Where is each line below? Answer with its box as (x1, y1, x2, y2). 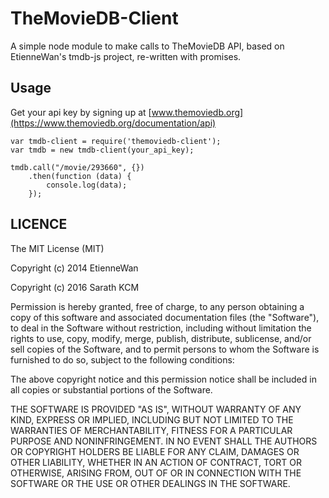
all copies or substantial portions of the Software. (10, 383, 213, 396)
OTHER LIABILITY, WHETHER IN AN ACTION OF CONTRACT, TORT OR (10, 456, 302, 468)
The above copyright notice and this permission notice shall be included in (10, 373, 317, 385)
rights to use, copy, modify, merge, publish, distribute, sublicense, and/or (10, 332, 312, 344)
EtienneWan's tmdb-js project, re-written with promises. (10, 50, 242, 62)
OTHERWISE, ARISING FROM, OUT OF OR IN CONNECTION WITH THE (10, 467, 302, 479)
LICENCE (10, 216, 68, 233)
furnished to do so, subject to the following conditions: (10, 353, 235, 366)
